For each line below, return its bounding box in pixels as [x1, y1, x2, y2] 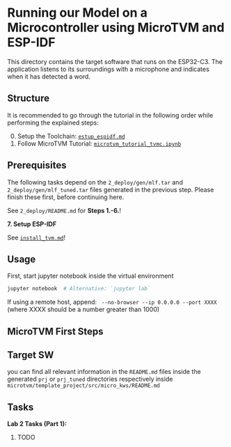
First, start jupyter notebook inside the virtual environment [7, 272, 174, 280]
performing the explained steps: [7, 118, 99, 127]
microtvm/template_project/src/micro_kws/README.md [7, 382, 160, 389]
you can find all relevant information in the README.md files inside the [7, 368, 201, 376]
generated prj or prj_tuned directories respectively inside [7, 375, 173, 384]
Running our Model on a [7, 5, 148, 21]
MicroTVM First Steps [7, 325, 104, 337]
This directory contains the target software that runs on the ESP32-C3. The [7, 57, 223, 65]
